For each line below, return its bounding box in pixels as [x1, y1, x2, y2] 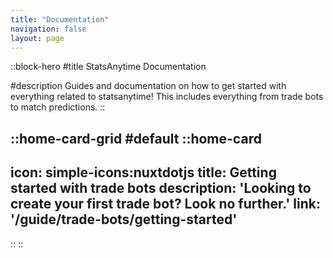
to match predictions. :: [10, 101, 106, 113]
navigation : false [10, 24, 87, 34]
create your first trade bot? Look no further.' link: [10, 196, 321, 213]
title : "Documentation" [10, 14, 110, 25]
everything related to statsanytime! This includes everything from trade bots [10, 91, 324, 103]
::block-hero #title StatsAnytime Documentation [10, 61, 207, 73]
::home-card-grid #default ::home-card [10, 130, 262, 147]
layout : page [10, 33, 65, 43]
